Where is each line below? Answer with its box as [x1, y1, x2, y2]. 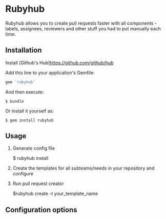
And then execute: [5, 88, 44, 95]
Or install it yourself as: [5, 107, 54, 114]
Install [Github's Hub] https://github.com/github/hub [5, 60, 114, 66]
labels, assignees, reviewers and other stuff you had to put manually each [5, 25, 161, 31]
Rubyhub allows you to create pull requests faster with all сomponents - [5, 20, 157, 26]
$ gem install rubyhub [5, 118, 54, 123]
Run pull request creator [12, 180, 64, 187]
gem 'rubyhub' [5, 79, 36, 85]
